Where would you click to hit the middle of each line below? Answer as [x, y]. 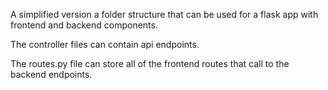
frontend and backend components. [84, 25]
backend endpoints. [51, 74]
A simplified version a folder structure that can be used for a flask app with [164, 14]
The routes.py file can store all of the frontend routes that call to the [150, 63]
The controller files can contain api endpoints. [105, 44]
